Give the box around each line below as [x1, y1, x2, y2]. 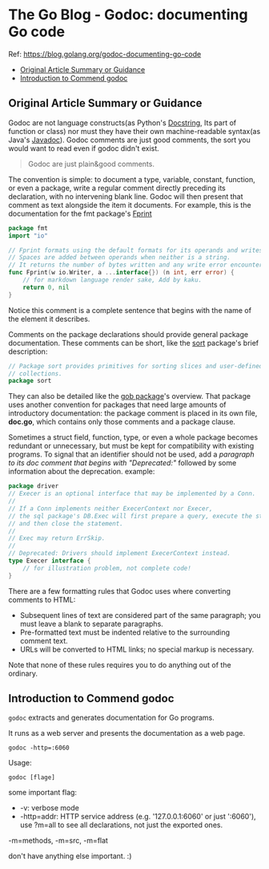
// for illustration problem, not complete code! [22, 564, 192, 572]
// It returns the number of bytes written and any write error [8, 261, 227, 270]
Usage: [8, 758, 32, 768]
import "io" [8, 231, 48, 240]
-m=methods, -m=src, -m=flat [8, 836, 108, 846]
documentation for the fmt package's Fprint [8, 209, 152, 218]
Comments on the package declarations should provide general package [8, 329, 249, 339]
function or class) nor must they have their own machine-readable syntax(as [8, 126, 261, 136]
